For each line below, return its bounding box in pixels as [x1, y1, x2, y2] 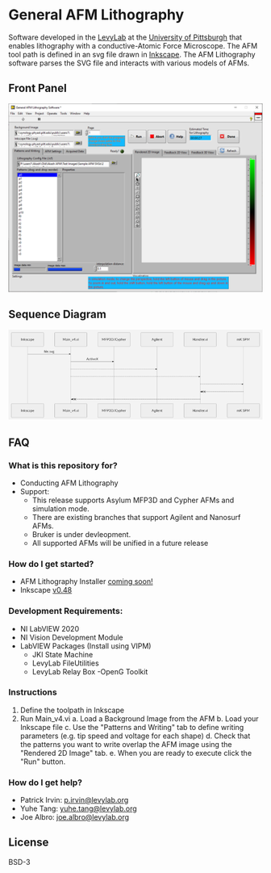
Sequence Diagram [8, 308, 106, 321]
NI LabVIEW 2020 [19, 623, 79, 633]
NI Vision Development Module [19, 632, 123, 642]
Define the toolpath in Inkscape [19, 705, 125, 715]
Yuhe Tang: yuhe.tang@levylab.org [19, 804, 137, 813]
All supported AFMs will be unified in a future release [31, 538, 209, 548]
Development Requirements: [8, 606, 123, 617]
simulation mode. [31, 503, 90, 514]
